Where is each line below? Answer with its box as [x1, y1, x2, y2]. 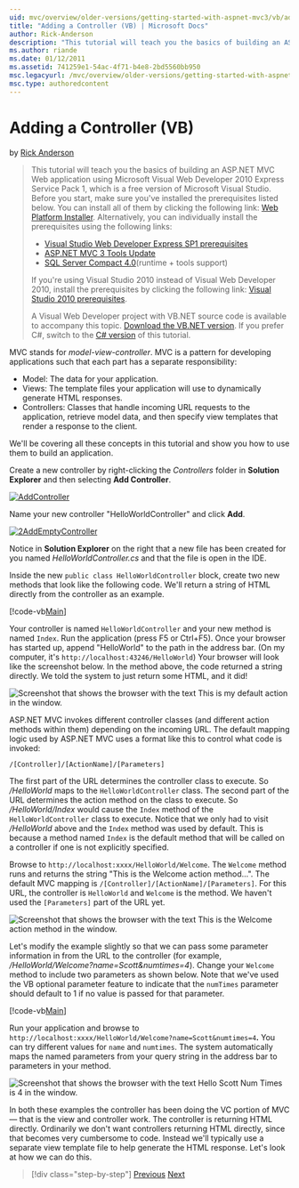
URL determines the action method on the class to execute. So [9, 794, 238, 805]
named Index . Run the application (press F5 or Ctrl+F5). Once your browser [9, 633, 287, 643]
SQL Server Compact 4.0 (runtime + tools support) [44, 257, 229, 268]
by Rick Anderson [9, 147, 75, 158]
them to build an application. [9, 447, 114, 458]
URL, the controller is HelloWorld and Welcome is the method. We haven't [9, 887, 272, 898]
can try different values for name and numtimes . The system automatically [9, 1041, 273, 1052]
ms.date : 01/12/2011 [9, 54, 86, 63]
